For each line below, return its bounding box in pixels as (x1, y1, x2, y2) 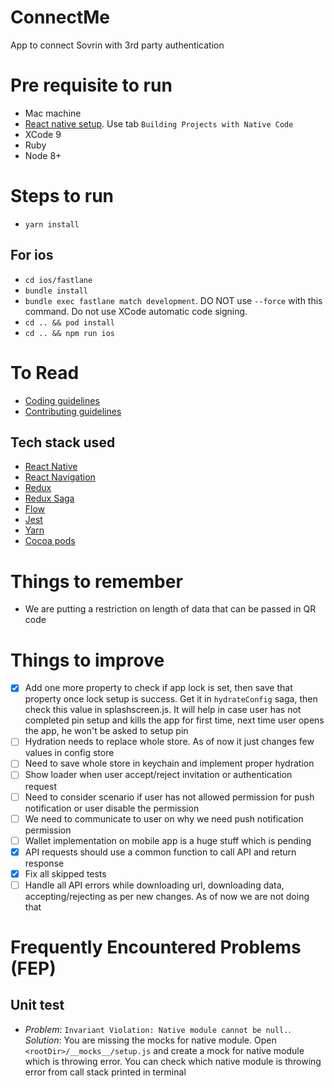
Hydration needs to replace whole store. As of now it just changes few (24, 736, 315, 748)
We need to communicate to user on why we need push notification (24, 812, 304, 825)
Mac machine (24, 107, 82, 119)
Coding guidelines (24, 394, 100, 406)
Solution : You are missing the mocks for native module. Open (24, 1034, 277, 1046)
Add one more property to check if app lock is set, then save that (24, 682, 293, 694)
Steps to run (10, 185, 115, 208)
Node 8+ (24, 149, 62, 161)
